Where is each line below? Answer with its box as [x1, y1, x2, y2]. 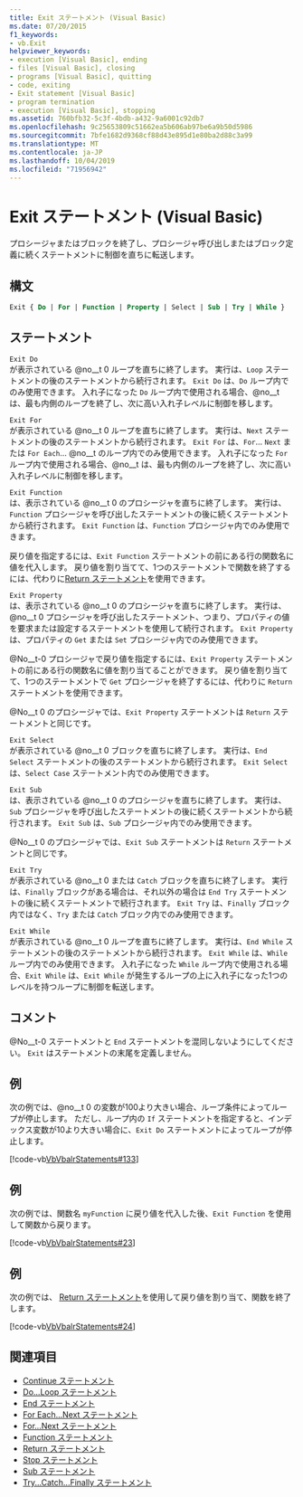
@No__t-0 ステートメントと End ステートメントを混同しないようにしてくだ [9, 1036, 287, 1047]
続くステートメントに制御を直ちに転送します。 [24, 250, 199, 261]
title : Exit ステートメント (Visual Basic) [9, 13, 166, 23]
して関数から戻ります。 [9, 1219, 97, 1230]
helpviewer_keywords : [9, 47, 91, 56]
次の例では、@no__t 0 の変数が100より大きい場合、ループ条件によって [9, 1102, 272, 1113]
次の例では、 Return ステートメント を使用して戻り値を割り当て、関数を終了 [9, 1292, 292, 1303]
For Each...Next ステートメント [22, 1408, 138, 1420]
